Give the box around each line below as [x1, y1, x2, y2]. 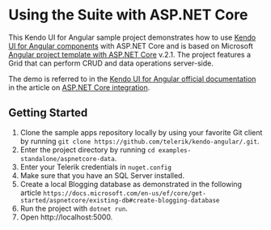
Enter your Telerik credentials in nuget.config [19, 162, 172, 172]
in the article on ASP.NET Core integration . [8, 83, 150, 92]
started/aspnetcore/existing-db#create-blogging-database [19, 196, 220, 204]
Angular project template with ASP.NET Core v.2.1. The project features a [8, 49, 252, 59]
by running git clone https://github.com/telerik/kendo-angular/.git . [19, 136, 260, 146]
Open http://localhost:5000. [19, 212, 113, 222]
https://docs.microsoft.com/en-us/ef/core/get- [43, 189, 206, 198]
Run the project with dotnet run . [19, 203, 128, 213]
